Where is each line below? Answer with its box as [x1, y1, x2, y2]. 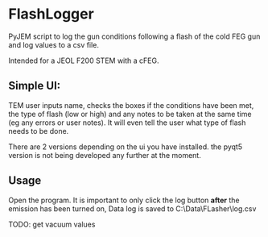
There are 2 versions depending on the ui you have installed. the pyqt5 [8, 142, 243, 152]
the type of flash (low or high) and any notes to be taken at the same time [8, 109, 252, 118]
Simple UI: [8, 79, 61, 93]
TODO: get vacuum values [8, 219, 96, 229]
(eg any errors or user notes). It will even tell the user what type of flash [8, 118, 246, 127]
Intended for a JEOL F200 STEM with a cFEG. [8, 56, 159, 65]
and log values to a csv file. [8, 39, 99, 49]
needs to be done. [8, 126, 69, 135]
